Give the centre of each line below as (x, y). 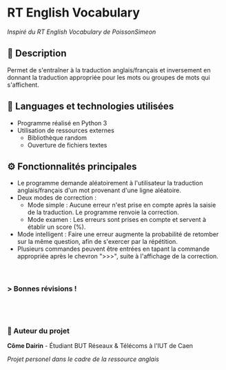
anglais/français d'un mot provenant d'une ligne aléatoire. (99, 190)
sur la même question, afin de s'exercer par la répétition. (97, 242)
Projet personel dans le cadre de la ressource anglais (83, 359)
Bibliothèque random (57, 137)
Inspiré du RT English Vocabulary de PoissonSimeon (82, 32)
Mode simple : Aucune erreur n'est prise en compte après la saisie (122, 205)
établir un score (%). (56, 227)
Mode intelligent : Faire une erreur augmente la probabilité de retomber (118, 234)
